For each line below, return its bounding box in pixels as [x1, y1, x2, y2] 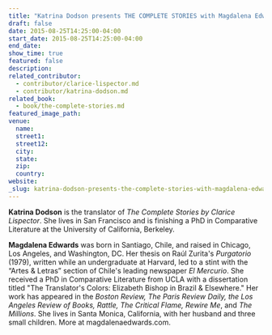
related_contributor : [8, 72, 82, 80]
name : [15, 125, 35, 133]
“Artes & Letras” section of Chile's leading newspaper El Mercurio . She [8, 265, 244, 275]
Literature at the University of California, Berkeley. [8, 224, 176, 234]
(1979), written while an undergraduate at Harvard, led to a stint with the [8, 257, 249, 267]
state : [15, 155, 38, 163]
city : [15, 147, 35, 155]
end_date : [8, 42, 42, 50]
